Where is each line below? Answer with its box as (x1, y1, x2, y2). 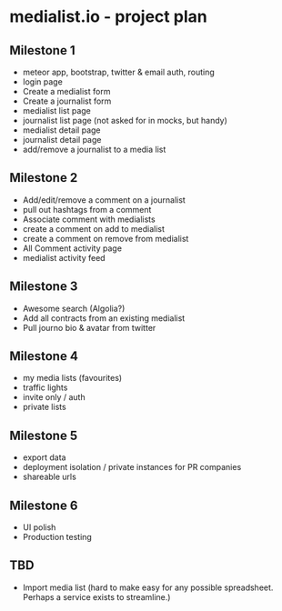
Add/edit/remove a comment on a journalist (22, 194, 186, 205)
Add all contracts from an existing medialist (22, 312, 186, 324)
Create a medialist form (22, 86, 111, 96)
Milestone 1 (9, 43, 76, 58)
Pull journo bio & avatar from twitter (22, 322, 156, 333)
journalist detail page (22, 135, 102, 145)
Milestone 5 (9, 427, 78, 443)
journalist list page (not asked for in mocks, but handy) (22, 115, 227, 125)
